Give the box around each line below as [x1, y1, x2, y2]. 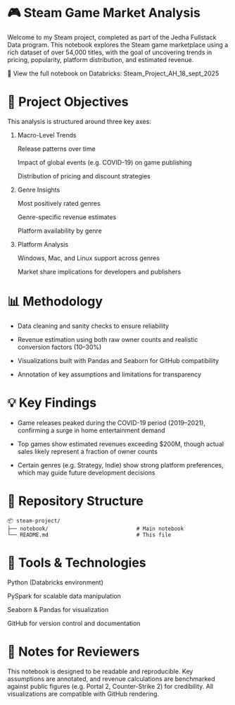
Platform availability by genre [17, 226, 102, 235]
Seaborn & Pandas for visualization [7, 605, 109, 613]
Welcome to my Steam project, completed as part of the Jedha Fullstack [7, 32, 217, 42]
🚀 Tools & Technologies [7, 554, 146, 570]
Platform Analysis [17, 240, 69, 248]
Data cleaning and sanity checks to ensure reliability [17, 321, 170, 330]
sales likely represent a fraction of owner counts [17, 447, 158, 455]
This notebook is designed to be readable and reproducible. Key [7, 667, 193, 675]
